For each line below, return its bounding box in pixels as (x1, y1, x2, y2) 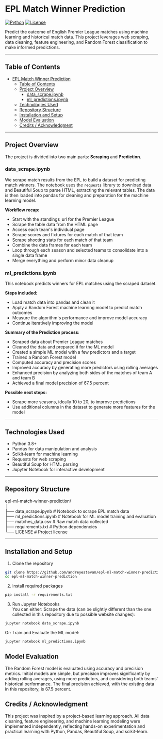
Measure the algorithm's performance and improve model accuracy (12, 315, 147, 321)
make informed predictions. (5, 44, 60, 50)
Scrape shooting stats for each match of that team (12, 237, 113, 243)
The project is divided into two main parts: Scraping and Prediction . (5, 154, 142, 160)
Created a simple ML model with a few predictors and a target (12, 349, 136, 355)
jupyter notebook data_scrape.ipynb (5, 621, 79, 626)
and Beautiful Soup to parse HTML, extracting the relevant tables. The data (5, 187, 155, 193)
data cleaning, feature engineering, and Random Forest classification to (5, 39, 148, 45)
